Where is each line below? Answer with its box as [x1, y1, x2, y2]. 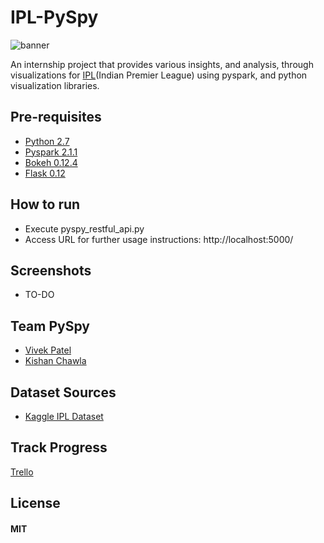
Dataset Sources [10, 384, 117, 401]
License [10, 495, 61, 512]
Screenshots [10, 262, 92, 279]
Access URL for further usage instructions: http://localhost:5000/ [24, 233, 294, 245]
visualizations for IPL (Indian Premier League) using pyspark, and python [10, 69, 308, 81]
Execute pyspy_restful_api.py [24, 222, 145, 235]
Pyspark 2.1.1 [24, 146, 78, 158]
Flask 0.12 [24, 167, 66, 179]
